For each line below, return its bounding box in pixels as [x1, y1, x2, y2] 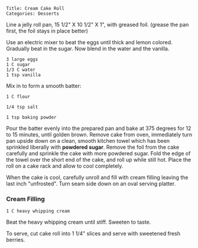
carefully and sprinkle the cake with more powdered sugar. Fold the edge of [6, 150, 191, 156]
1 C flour [6, 94, 31, 100]
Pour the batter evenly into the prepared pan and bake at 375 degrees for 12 [6, 125, 191, 132]
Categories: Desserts [6, 11, 60, 17]
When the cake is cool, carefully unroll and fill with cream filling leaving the [6, 174, 189, 181]
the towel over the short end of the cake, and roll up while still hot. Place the [6, 156, 191, 163]
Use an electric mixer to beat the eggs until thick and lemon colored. [6, 39, 173, 45]
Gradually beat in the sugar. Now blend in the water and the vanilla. [6, 45, 170, 52]
